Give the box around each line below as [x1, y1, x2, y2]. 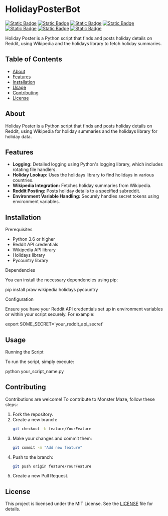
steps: [5, 401, 18, 407]
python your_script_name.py [5, 369, 64, 374]
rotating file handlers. [12, 166, 57, 173]
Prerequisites [5, 227, 33, 233]
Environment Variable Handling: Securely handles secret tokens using [12, 193, 159, 199]
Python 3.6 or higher [12, 236, 55, 242]
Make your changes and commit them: [12, 435, 92, 441]
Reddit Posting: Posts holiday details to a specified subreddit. [12, 188, 140, 194]
